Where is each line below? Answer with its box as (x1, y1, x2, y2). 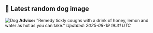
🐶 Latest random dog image (5, 5, 89, 13)
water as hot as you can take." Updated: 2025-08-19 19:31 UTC (5, 22, 131, 28)
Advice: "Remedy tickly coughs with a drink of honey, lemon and (19, 17, 149, 23)
